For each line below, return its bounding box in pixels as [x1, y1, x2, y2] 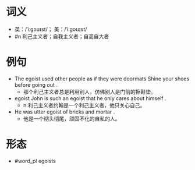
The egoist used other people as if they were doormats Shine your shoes [14, 75, 190, 82]
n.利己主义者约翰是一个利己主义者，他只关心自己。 [23, 101, 146, 108]
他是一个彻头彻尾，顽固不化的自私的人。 [23, 115, 120, 122]
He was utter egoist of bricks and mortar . [14, 108, 115, 115]
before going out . [14, 81, 58, 88]
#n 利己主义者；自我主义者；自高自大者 [14, 33, 109, 40]
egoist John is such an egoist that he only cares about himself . [14, 94, 166, 102]
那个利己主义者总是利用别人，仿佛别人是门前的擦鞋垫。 [23, 88, 156, 95]
